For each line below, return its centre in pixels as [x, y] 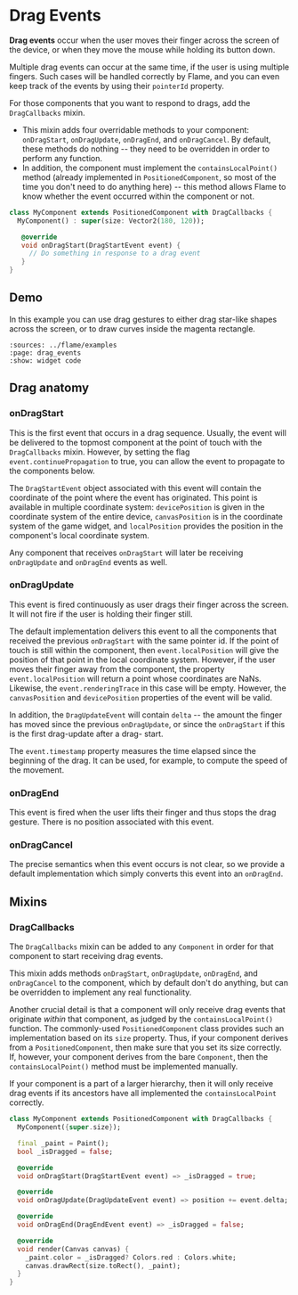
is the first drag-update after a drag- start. [86, 734]
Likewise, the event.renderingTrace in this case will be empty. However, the [148, 688]
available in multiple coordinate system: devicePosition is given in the [137, 507]
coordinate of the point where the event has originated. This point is [133, 497]
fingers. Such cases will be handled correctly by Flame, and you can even [145, 76]
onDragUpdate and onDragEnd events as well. [88, 561]
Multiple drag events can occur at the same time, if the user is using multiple [149, 67]
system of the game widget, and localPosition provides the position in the [146, 526]
